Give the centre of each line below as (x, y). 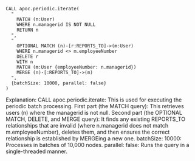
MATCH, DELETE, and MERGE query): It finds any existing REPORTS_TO (96, 119)
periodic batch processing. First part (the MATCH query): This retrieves (95, 106)
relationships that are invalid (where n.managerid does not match (87, 125)
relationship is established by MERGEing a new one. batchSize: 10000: (94, 139)
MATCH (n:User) (36, 19)
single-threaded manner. (37, 151)
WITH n (25, 62)
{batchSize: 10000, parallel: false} (59, 83)
